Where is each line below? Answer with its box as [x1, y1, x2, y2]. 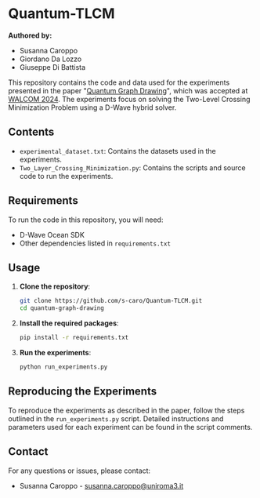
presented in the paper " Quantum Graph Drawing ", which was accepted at [8, 85, 248, 95]
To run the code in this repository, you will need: [8, 215, 164, 224]
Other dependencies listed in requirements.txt [19, 238, 171, 248]
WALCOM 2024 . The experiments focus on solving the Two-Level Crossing [8, 94, 251, 104]
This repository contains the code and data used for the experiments [8, 78, 230, 87]
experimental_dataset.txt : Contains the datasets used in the [19, 146, 217, 155]
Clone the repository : [19, 282, 91, 291]
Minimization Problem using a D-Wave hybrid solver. [8, 103, 177, 112]
